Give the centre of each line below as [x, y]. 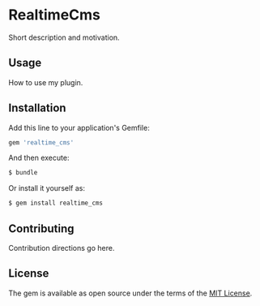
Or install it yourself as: [47, 188]
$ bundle [23, 173]
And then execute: [39, 158]
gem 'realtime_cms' [41, 142]
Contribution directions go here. [62, 248]
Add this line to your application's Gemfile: [79, 127]
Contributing [41, 228]
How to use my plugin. [46, 82]
